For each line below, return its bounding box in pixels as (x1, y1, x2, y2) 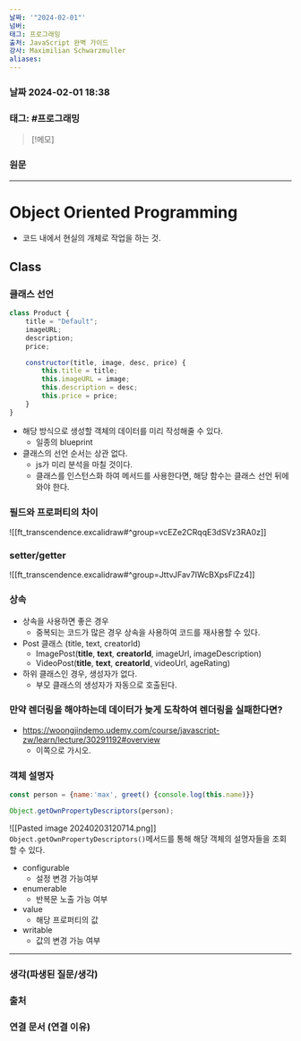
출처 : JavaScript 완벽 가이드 (9, 38, 109, 47)
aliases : (9, 55, 42, 64)
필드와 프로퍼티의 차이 (9, 506, 99, 518)
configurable (21, 862, 70, 873)
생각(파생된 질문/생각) (9, 968, 99, 980)
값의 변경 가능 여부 (35, 934, 101, 945)
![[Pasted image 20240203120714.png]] (9, 823, 157, 833)
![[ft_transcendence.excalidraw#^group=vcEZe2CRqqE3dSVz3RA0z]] (9, 526, 267, 537)
